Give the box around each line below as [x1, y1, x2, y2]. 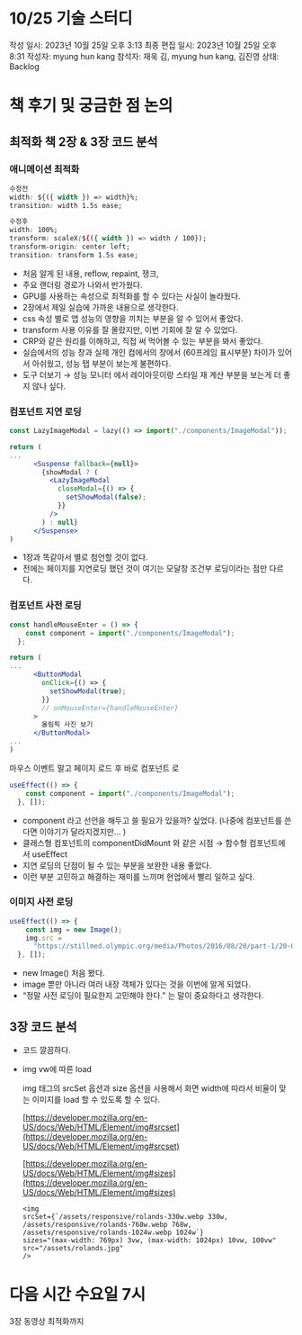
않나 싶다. [31, 380, 67, 392]
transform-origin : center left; [9, 242, 130, 252]
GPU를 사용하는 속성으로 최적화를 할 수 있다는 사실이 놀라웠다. [22, 290, 241, 302]
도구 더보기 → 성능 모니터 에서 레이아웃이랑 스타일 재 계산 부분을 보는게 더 [22, 369, 281, 380]
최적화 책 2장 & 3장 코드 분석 [9, 134, 158, 149]
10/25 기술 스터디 [9, 8, 133, 29]
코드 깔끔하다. [22, 1045, 72, 1056]
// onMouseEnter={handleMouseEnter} [41, 703, 179, 712]
